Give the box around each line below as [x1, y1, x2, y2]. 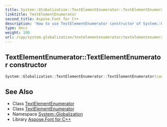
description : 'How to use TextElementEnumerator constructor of [5, 21, 141, 26]
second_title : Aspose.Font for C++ [5, 16, 79, 21]
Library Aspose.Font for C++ [12, 117, 71, 123]
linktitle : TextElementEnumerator [5, 12, 77, 17]
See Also [5, 87, 33, 96]
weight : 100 [5, 30, 30, 35]
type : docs [5, 26, 28, 31]
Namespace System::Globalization [12, 111, 83, 117]
